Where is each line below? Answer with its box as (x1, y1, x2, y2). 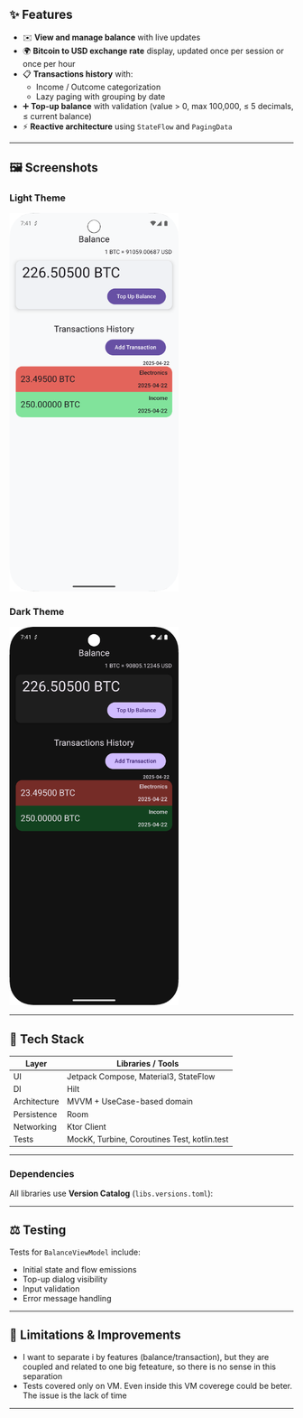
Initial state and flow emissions (22, 1264, 137, 1274)
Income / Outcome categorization (35, 81, 161, 92)
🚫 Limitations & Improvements (9, 1328, 181, 1343)
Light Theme (9, 191, 66, 204)
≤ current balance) (22, 110, 92, 121)
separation (22, 1370, 63, 1381)
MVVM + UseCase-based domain (67, 1096, 194, 1107)
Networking (13, 1121, 57, 1132)
